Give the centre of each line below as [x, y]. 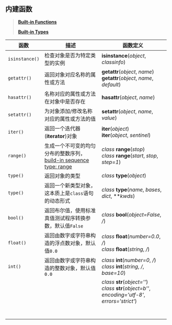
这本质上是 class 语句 [69, 193]
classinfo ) [114, 62]
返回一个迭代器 [62, 128]
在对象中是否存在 [65, 101]
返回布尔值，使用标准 [70, 210]
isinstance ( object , [124, 55]
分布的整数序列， [65, 153]
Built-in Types [33, 32]
